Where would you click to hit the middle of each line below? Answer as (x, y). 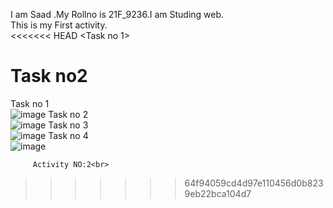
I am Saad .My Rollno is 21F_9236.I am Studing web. (117, 14)
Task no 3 (68, 125)
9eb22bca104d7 (218, 193)
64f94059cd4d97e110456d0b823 (254, 183)
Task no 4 (68, 135)
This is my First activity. (59, 25)
